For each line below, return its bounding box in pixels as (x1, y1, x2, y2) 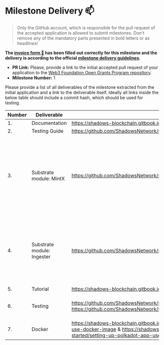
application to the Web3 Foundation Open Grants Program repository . (12, 69, 152, 75)
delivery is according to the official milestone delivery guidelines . (5, 55, 141, 61)
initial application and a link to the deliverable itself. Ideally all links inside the (5, 89, 159, 95)
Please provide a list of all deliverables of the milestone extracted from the (5, 84, 155, 90)
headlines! (17, 40, 38, 46)
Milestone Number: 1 (12, 75, 55, 81)
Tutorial (31, 285, 49, 292)
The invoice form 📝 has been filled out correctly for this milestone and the (5, 50, 158, 56)
